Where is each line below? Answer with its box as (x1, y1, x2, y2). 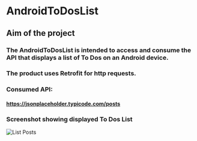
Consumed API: (6, 85, 53, 94)
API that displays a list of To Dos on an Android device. (6, 53, 169, 62)
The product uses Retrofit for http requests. (6, 69, 136, 78)
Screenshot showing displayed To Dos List (6, 115, 133, 123)
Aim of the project (6, 28, 75, 38)
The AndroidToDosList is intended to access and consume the (6, 46, 191, 54)
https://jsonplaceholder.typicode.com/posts (6, 100, 121, 107)
